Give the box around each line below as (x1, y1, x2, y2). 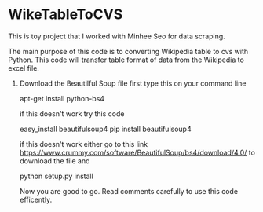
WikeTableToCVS (8, 5, 123, 24)
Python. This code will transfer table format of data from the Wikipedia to (8, 55, 245, 64)
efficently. (19, 195, 53, 204)
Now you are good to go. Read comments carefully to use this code (19, 186, 238, 196)
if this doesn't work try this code (19, 108, 125, 119)
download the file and (19, 155, 90, 166)
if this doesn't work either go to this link (19, 139, 148, 148)
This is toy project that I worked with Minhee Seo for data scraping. (8, 31, 225, 41)
